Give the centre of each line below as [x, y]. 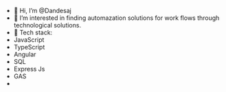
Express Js [29, 69]
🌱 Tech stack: [33, 32]
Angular [25, 54]
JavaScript [29, 40]
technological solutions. [47, 25]
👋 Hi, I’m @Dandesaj [43, 11]
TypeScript [29, 47]
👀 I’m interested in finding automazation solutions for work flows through [116, 18]
